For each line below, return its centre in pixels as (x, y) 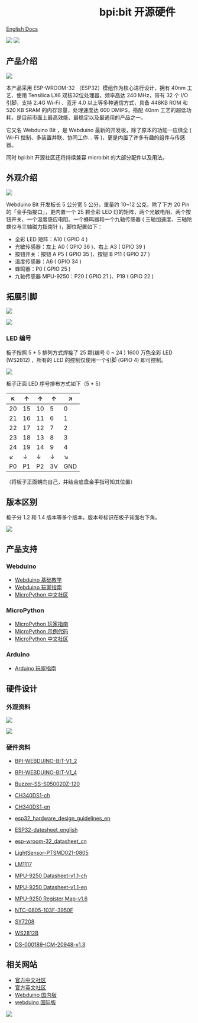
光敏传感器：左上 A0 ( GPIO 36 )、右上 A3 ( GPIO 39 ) (80, 246)
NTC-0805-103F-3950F (44, 910)
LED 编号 (19, 338)
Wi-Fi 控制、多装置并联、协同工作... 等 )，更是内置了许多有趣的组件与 (91, 137)
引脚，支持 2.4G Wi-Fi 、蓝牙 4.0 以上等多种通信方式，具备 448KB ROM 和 (97, 102)
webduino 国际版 (35, 1002)
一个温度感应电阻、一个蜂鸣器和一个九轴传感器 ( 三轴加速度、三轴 (107, 219)
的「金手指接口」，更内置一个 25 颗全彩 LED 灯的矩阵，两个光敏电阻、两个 (96, 211)
